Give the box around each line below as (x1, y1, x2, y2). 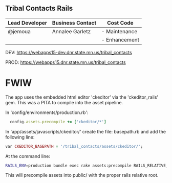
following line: (5, 134, 35, 140)
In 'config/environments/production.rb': (5, 109, 89, 116)
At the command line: (5, 153, 50, 159)
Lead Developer (8, 19, 48, 26)
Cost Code (107, 19, 134, 26)
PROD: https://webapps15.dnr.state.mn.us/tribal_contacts (5, 59, 126, 65)
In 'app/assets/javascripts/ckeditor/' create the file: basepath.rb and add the (5, 128, 166, 134)
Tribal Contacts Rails (5, 4, 73, 13)
